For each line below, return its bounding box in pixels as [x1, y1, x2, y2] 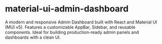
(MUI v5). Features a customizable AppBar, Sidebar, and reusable [5, 24, 136, 30]
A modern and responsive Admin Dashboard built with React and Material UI [5, 19, 158, 25]
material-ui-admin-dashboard [5, 3, 129, 14]
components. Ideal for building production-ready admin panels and [5, 29, 139, 35]
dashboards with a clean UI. [5, 34, 61, 40]
